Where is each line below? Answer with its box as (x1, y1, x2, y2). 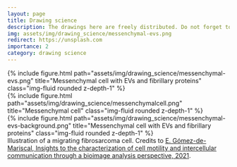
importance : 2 (7, 43, 49, 50)
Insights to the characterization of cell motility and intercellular (35, 144, 217, 152)
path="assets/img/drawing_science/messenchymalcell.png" (7, 99, 183, 107)
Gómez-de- (172, 136, 207, 144)
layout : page (7, 10, 46, 18)
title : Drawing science (7, 17, 78, 24)
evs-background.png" (7, 121, 72, 130)
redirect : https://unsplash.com (7, 37, 102, 44)
